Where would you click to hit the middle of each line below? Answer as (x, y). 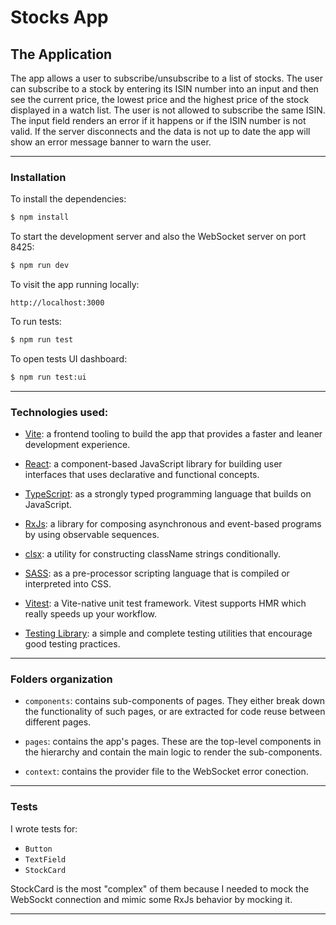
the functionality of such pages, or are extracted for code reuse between (175, 712)
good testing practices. (72, 644)
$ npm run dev (40, 266)
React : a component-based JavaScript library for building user (153, 464)
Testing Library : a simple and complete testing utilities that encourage (168, 633)
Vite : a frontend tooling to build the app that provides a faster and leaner (173, 434)
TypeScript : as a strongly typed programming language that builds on (168, 494)
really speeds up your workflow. (91, 614)
